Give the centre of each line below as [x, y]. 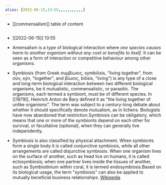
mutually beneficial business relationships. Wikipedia [66, 177]
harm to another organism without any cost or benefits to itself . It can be [87, 53]
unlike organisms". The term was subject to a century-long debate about [86, 104]
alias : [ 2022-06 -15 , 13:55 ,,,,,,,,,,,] [45, 10]
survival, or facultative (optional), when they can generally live [76, 125]
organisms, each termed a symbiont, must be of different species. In [82, 94]
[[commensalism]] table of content [48, 24]
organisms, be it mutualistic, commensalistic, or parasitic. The [75, 89]
